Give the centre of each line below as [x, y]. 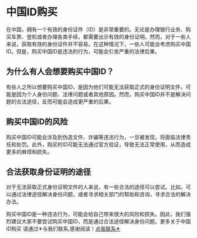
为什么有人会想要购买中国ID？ [60, 72]
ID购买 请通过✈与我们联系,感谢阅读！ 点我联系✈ [63, 229]
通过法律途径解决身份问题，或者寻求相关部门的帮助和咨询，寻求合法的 [96, 195]
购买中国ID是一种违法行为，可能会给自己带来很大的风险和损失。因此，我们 [96, 214]
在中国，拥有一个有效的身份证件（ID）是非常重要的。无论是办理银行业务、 [96, 29]
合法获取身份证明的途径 [48, 171]
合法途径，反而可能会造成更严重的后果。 [65, 101]
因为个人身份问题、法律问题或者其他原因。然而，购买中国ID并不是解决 [101, 94]
